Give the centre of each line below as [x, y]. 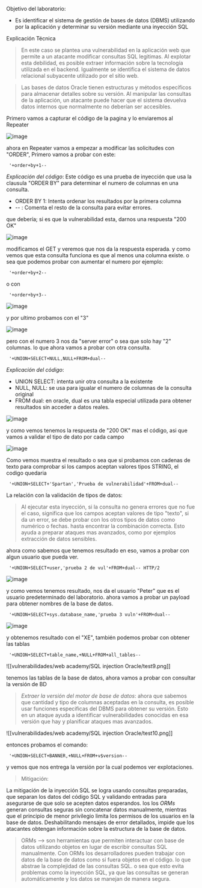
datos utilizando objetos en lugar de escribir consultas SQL [94, 847]
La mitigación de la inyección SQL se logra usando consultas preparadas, [97, 790]
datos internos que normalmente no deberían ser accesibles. [96, 107]
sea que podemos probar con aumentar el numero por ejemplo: [85, 262]
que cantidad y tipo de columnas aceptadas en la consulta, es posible [107, 702]
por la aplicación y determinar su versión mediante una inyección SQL [102, 27]
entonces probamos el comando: [47, 745]
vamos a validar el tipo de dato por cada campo [65, 437]
